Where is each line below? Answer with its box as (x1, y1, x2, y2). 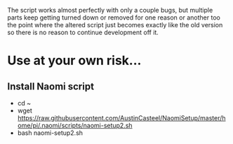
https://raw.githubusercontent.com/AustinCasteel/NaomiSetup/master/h (17, 114, 226, 122)
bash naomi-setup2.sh (17, 129, 83, 137)
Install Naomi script (7, 80, 95, 92)
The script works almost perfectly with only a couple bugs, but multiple (7, 6, 213, 14)
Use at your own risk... (7, 52, 142, 69)
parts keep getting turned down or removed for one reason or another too (7, 13, 221, 22)
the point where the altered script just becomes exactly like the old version (7, 21, 223, 29)
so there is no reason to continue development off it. (7, 28, 159, 36)
